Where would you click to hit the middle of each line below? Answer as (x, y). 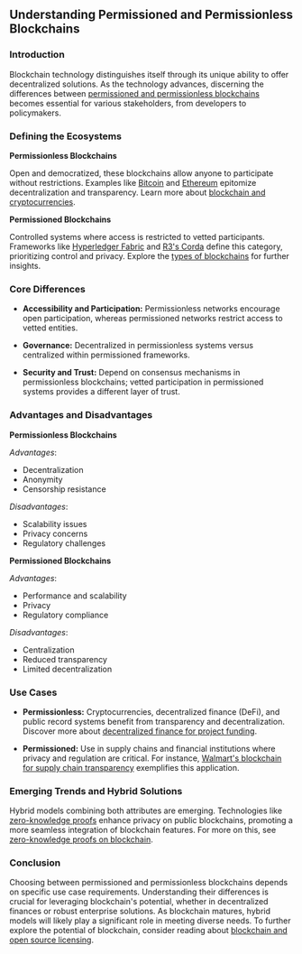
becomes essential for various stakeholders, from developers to (128, 103)
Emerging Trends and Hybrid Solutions (96, 791)
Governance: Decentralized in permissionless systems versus (138, 346)
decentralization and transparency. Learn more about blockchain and (137, 192)
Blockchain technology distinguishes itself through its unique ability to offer (149, 74)
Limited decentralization (67, 669)
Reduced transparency (65, 659)
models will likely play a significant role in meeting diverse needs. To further (150, 921)
